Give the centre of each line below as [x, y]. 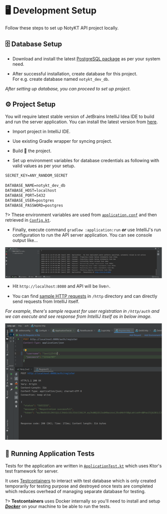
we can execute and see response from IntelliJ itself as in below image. [79, 316]
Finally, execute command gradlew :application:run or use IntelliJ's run [87, 230]
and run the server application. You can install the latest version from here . [82, 122]
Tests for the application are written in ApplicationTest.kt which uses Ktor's [83, 466]
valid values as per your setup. [44, 166]
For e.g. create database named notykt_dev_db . [61, 79]
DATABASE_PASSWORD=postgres [34, 205]
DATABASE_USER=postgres [30, 200]
